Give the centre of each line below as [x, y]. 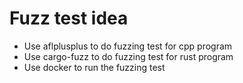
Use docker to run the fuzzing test [94, 67]
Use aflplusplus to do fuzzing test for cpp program [128, 46]
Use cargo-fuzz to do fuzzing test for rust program [128, 56]
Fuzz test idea [69, 18]
